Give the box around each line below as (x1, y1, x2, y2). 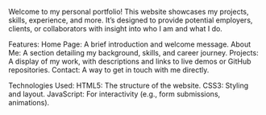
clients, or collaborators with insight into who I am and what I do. (8, 24, 223, 33)
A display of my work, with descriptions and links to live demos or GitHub (8, 56, 251, 66)
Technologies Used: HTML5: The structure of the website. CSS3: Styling (8, 80, 249, 90)
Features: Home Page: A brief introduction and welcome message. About (8, 39, 251, 49)
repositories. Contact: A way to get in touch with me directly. (8, 65, 210, 75)
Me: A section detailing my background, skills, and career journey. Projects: (8, 48, 260, 57)
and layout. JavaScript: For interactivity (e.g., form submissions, (8, 89, 221, 99)
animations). (8, 98, 50, 107)
